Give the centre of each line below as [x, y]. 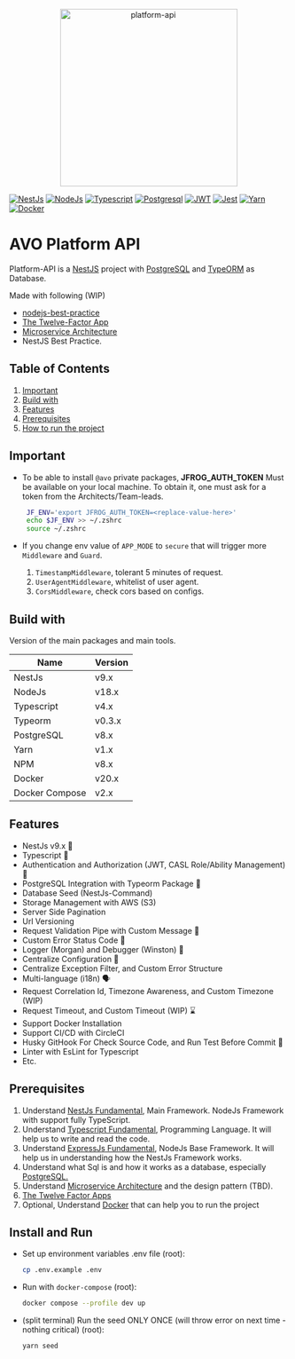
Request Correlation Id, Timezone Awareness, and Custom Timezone [148, 991]
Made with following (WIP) [58, 295]
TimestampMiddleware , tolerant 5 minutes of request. [129, 573]
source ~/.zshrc [56, 529]
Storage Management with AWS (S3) [89, 902]
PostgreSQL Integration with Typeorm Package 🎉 [111, 883]
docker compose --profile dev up [84, 1304]
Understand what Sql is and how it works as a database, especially [144, 1166]
